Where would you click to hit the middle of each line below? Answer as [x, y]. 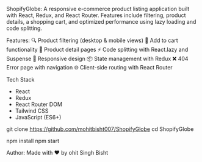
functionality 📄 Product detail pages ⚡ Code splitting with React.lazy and [97, 49]
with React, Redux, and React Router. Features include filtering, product [96, 15]
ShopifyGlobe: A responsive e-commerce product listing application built [98, 9]
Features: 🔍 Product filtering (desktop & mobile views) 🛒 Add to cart [92, 40]
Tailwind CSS [32, 111]
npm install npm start [33, 141]
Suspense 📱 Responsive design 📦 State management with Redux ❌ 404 [97, 58]
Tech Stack [20, 79]
